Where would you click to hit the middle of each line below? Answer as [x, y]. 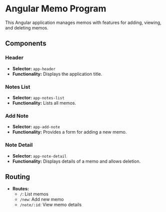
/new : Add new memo [42, 200]
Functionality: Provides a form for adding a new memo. [70, 132]
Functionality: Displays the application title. [57, 74]
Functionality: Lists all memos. [44, 103]
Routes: [20, 189]
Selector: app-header [34, 68]
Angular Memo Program [56, 9]
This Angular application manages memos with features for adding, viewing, [83, 22]
